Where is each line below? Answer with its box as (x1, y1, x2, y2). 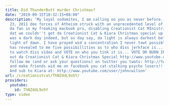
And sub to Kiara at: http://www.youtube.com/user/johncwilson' (10, 69, 147, 74)
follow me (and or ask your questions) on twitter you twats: (10, 59, 143, 64)
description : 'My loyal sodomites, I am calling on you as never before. (5, 17, 163, 22)
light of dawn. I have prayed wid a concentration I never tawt (10, 40, 147, 45)
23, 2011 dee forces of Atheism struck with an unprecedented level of (10, 21, 163, 27)
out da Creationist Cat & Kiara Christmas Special (10, 54, 118, 60)
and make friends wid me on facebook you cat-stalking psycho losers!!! (10, 64, 165, 69)
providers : (5, 78, 28, 83)
